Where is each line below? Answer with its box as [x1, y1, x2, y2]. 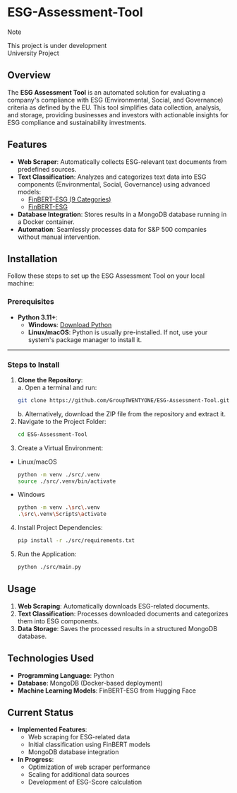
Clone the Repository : [17, 375, 83, 384]
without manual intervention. [17, 233, 101, 241]
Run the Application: [17, 550, 77, 558]
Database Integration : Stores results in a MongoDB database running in [17, 210, 227, 218]
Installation [7, 252, 58, 265]
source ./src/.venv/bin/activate [17, 478, 116, 485]
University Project [7, 49, 60, 57]
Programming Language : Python [17, 671, 114, 679]
